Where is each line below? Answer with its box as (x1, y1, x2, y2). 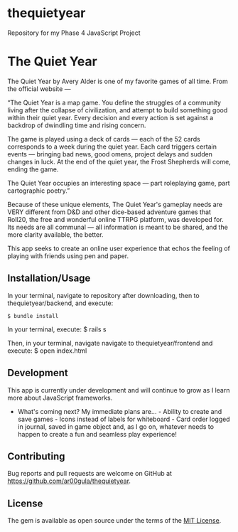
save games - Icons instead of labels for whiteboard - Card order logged (17, 415, 230, 423)
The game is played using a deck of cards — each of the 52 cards (7, 134, 200, 143)
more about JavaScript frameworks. (7, 393, 113, 402)
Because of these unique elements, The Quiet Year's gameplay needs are (7, 200, 222, 208)
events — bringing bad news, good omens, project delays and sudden (7, 149, 213, 158)
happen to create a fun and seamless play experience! (17, 430, 178, 438)
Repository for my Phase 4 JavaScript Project (7, 28, 141, 37)
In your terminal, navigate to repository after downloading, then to (7, 291, 200, 299)
